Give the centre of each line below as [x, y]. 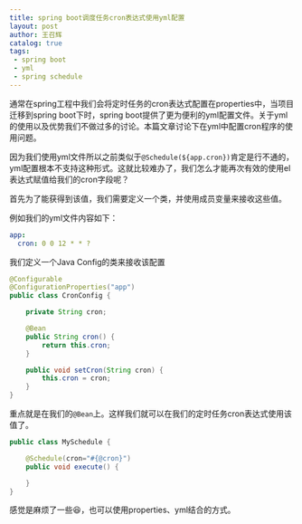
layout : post [34, 26]
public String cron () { [71, 337]
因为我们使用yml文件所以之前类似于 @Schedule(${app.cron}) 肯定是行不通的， [152, 157]
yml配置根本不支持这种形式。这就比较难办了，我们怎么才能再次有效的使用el [150, 167]
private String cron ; [66, 312]
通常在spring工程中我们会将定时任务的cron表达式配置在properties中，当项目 [152, 103]
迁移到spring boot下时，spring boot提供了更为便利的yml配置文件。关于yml [149, 115]
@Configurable [36, 279]
